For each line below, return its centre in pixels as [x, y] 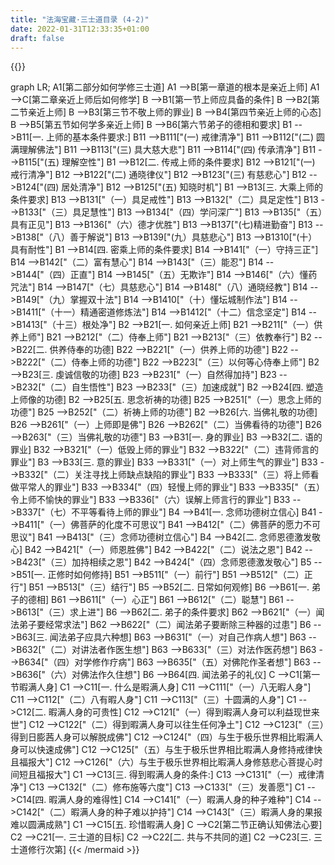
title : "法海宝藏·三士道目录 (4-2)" [80, 19]
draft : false [37, 38]
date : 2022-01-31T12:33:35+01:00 [80, 29]
